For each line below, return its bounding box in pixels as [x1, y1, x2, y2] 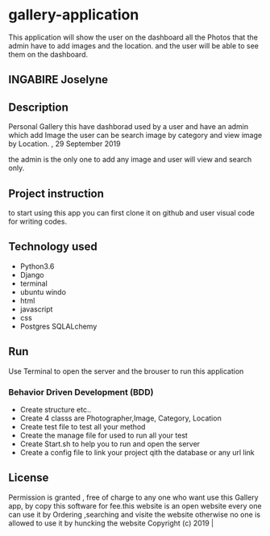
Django [19, 270, 44, 279]
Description [8, 100, 69, 114]
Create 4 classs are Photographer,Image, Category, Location [19, 413, 222, 423]
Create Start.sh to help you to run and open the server [19, 438, 200, 449]
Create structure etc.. [19, 404, 91, 414]
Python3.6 [19, 261, 55, 271]
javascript [19, 304, 53, 314]
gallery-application [8, 6, 139, 24]
